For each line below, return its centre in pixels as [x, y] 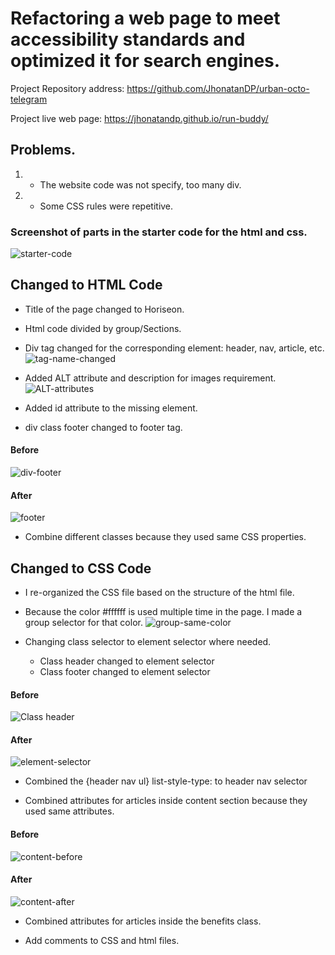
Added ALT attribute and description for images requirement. [150, 378]
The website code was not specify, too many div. [140, 184]
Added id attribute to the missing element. [111, 408]
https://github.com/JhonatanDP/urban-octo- [218, 88]
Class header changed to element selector [127, 661]
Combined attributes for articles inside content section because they [166, 801]
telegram [29, 99]
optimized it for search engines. [145, 61]
